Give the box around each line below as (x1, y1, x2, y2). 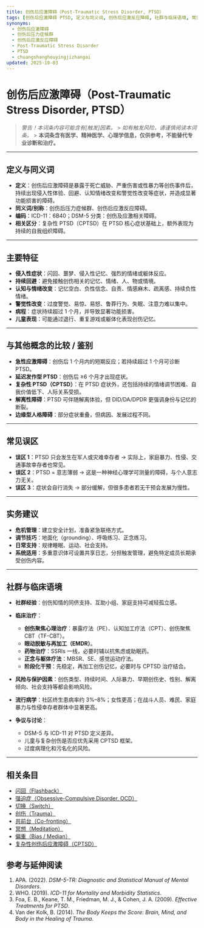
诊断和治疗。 (26, 139, 59, 146)
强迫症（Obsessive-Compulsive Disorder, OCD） (15, 795, 138, 802)
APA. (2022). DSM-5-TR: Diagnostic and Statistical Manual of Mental (15, 876, 189, 884)
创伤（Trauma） (15, 810, 56, 817)
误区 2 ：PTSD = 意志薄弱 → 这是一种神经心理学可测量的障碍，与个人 (15, 468, 187, 476)
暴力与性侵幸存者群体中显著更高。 (15, 704, 101, 711)
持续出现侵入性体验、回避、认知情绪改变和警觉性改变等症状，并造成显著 (15, 189, 196, 197)
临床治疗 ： (15, 612, 42, 619)
